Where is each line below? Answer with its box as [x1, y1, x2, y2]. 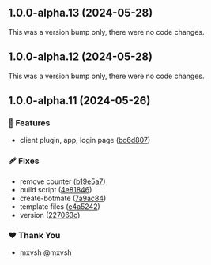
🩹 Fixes [8, 155, 40, 166]
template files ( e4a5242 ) [19, 201, 100, 211]
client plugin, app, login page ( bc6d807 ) [19, 136, 151, 145]
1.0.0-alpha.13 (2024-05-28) [8, 6, 153, 20]
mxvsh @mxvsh [19, 248, 73, 257]
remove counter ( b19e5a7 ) [19, 177, 106, 186]
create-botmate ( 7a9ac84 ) [19, 193, 107, 203]
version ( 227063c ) [19, 210, 81, 219]
